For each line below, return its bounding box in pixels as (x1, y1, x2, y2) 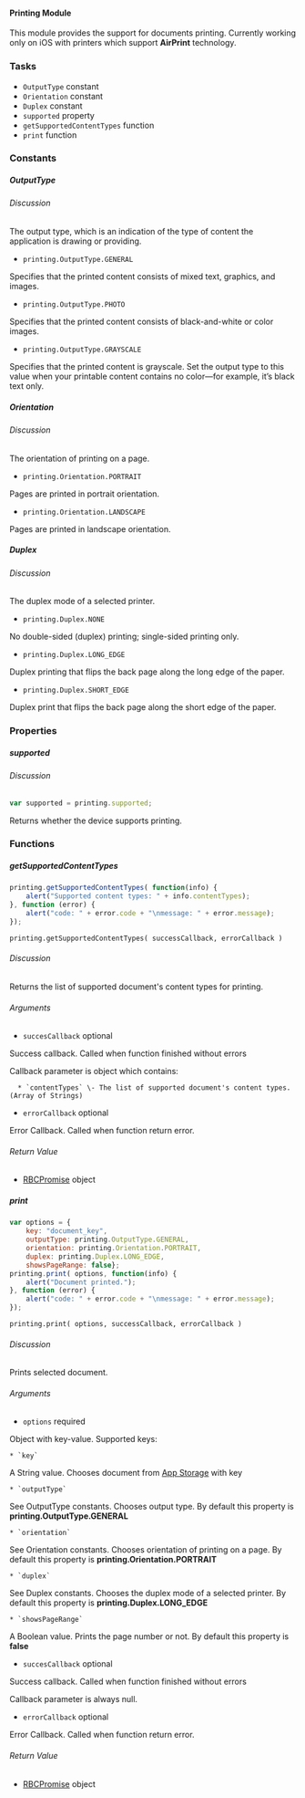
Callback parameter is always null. (9, 1694, 138, 1705)
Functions (9, 838, 55, 851)
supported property (22, 110, 96, 120)
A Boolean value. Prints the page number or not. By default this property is (9, 1631, 290, 1642)
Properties (9, 725, 57, 737)
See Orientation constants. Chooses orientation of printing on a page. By (9, 1544, 282, 1555)
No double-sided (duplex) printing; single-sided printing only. (9, 631, 239, 643)
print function (22, 129, 77, 141)
